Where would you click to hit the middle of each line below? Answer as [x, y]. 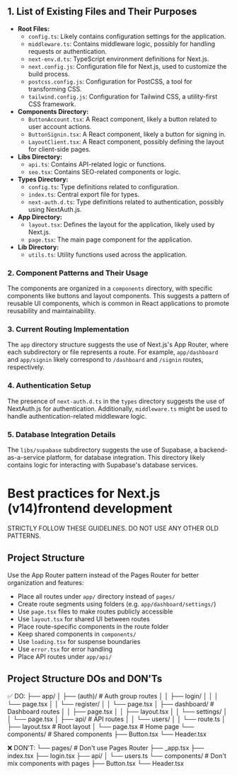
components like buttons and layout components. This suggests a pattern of [118, 296]
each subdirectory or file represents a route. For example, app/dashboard [113, 352]
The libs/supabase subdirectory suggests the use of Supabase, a [103, 450]
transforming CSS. [55, 89]
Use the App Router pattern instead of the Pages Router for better [103, 575]
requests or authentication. [68, 51]
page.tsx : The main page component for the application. [110, 239]
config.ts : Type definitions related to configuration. [103, 186]
